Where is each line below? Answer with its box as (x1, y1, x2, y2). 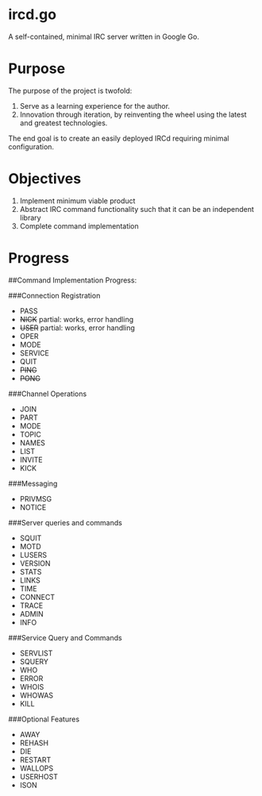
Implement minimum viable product (19, 196, 136, 206)
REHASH (19, 738, 49, 748)
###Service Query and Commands (8, 633, 122, 642)
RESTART (19, 755, 52, 764)
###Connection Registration (8, 290, 101, 300)
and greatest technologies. (19, 117, 108, 128)
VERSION (19, 558, 51, 568)
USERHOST (19, 771, 58, 781)
